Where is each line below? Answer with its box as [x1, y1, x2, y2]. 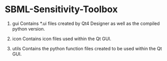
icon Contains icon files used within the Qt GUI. [12, 36, 112, 42]
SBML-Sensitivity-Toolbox [5, 4, 118, 15]
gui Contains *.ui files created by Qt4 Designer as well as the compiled [12, 20, 160, 26]
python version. [12, 25, 45, 32]
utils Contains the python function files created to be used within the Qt [12, 45, 162, 51]
